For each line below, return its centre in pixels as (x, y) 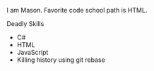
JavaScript (32, 52)
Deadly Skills (25, 24)
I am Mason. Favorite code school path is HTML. (77, 10)
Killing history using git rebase (61, 60)
